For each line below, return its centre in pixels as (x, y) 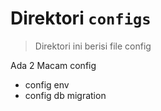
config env (47, 84)
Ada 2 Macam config (53, 65)
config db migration (65, 95)
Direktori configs (81, 18)
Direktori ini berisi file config (93, 46)
